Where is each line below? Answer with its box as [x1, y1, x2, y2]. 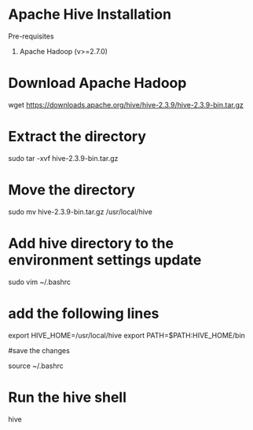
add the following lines [8, 304, 159, 322]
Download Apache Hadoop [8, 75, 187, 92]
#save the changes [8, 345, 71, 355]
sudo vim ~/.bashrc [8, 277, 71, 286]
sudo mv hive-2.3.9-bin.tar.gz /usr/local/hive [8, 206, 153, 217]
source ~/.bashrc [8, 361, 64, 370]
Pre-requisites [8, 31, 54, 41]
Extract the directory [8, 128, 147, 146]
